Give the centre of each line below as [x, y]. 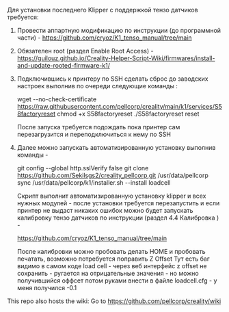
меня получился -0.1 [47, 288]
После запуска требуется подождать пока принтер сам [98, 127]
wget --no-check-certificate [57, 99]
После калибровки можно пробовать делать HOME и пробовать [111, 251]
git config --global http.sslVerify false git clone [83, 168]
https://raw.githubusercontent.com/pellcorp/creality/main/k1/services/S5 [119, 106]
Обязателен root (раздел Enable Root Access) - [85, 51]
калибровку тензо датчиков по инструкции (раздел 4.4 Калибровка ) [118, 218]
